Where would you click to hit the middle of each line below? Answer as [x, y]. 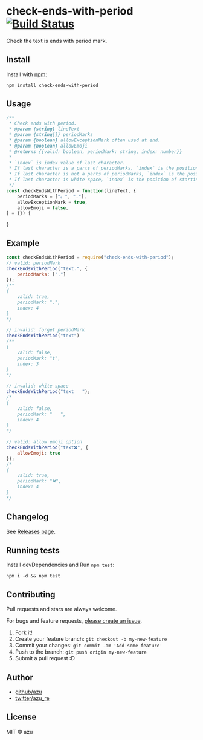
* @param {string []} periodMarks [51, 135]
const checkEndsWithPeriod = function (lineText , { [71, 191]
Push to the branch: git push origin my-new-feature [81, 652]
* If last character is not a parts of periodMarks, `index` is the [97, 174]
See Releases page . [31, 531]
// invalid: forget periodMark [46, 330]
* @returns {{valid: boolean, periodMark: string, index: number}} [95, 151]
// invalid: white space [37, 386]
